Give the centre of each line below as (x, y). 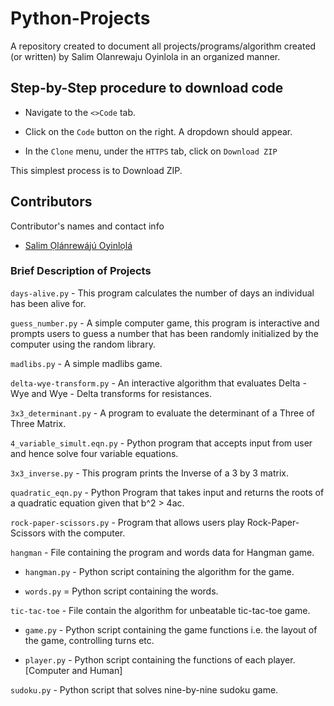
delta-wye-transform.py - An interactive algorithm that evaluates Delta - (158, 383)
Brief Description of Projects (81, 271)
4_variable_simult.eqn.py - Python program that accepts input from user (161, 443)
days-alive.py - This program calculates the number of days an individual (162, 293)
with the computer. (87, 533)
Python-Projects (80, 18)
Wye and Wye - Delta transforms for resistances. (111, 393)
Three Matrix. (38, 423)
